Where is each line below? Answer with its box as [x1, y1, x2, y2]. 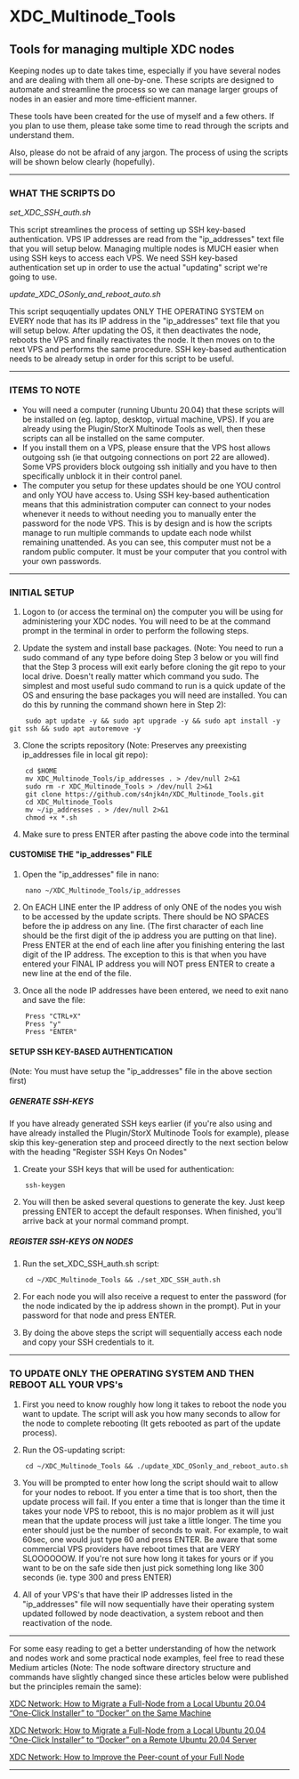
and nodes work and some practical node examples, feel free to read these [9, 1653, 285, 1663]
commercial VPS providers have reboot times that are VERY [21, 1543, 241, 1554]
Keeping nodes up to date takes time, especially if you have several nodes [9, 65, 281, 76]
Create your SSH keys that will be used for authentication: [21, 1164, 235, 1175]
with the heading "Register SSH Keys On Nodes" [9, 1146, 188, 1158]
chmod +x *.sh [25, 813, 77, 822]
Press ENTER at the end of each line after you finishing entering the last [21, 940, 285, 950]
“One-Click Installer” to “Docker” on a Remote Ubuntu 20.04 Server [9, 1734, 257, 1745]
